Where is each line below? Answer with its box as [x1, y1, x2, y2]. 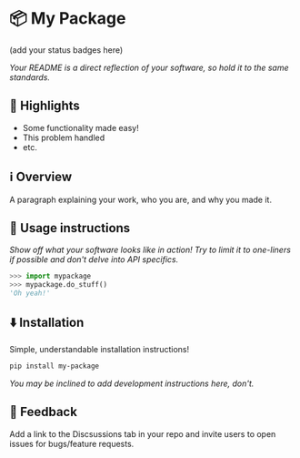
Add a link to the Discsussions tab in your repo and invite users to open [9, 428, 276, 439]
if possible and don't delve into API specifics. [9, 254, 179, 265]
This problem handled [22, 132, 105, 143]
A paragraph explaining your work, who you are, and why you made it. [9, 194, 273, 205]
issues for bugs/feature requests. [9, 438, 135, 449]
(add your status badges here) [9, 44, 124, 56]
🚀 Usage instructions [9, 220, 131, 236]
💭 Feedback [9, 404, 77, 420]
